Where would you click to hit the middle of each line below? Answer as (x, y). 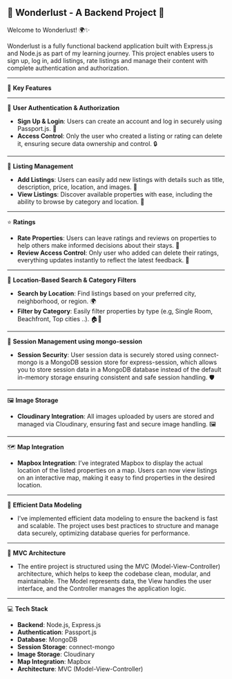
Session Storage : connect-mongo (66, 646)
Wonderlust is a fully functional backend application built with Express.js (110, 46)
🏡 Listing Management (40, 166)
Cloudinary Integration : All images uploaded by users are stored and (116, 416)
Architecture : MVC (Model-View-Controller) (80, 669)
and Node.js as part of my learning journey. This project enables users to (111, 53)
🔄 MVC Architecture (37, 553)
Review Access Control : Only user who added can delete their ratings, (118, 253)
